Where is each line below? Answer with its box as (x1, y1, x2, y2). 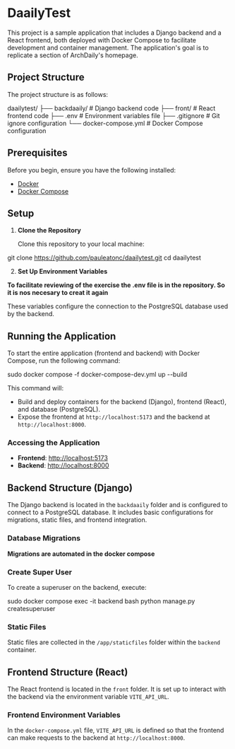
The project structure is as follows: (7, 90, 108, 98)
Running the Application (7, 330, 116, 342)
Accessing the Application (7, 438, 100, 448)
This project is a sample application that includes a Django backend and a (7, 28, 222, 37)
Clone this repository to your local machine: (17, 240, 145, 248)
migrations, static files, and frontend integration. (7, 516, 147, 524)
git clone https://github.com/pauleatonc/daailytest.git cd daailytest (7, 253, 201, 262)
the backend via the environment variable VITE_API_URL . (7, 692, 169, 701)
